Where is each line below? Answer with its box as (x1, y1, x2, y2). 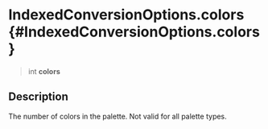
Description (8, 90, 68, 104)
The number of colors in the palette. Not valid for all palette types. (8, 111, 227, 121)
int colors (27, 66, 60, 76)
